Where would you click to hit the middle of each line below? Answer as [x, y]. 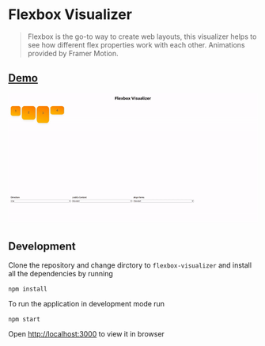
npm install [28, 289]
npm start [25, 319]
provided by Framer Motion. [73, 53]
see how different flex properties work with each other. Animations [136, 44]
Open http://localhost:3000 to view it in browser [86, 334]
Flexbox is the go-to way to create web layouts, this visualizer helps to [142, 36]
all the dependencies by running [61, 274]
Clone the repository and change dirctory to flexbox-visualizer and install [130, 265]
